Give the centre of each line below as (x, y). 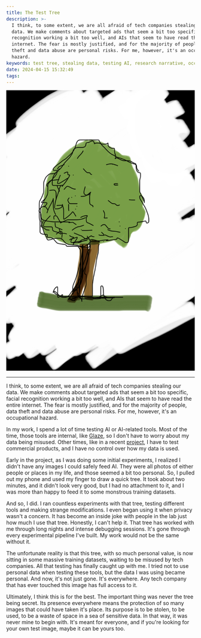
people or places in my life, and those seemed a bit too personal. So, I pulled (100, 473)
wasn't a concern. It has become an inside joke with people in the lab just (97, 516)
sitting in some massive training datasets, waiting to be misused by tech (95, 560)
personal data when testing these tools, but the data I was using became (96, 573)
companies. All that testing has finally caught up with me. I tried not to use (98, 566)
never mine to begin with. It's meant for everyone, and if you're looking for (98, 622)
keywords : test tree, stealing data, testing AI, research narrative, (96, 63)
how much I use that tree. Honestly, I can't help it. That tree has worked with (100, 523)
